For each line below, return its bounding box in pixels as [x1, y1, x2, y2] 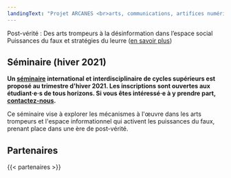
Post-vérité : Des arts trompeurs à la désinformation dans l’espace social [7, 29, 213, 37]
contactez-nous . [7, 97, 56, 105]
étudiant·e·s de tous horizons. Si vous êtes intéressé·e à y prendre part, [7, 89, 216, 97]
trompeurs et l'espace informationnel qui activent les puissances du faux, [7, 117, 215, 126]
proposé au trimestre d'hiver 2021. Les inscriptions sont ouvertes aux [7, 82, 211, 90]
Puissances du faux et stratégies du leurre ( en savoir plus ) [7, 36, 173, 45]
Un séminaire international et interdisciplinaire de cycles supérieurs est [7, 75, 215, 83]
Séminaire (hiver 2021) [7, 57, 107, 68]
